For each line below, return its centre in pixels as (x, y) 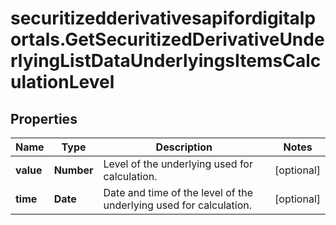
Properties (44, 118)
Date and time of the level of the (178, 192)
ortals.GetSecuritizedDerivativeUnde (167, 39)
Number (73, 170)
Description (184, 147)
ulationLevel (62, 82)
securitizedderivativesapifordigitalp (163, 18)
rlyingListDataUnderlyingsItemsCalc (166, 61)
